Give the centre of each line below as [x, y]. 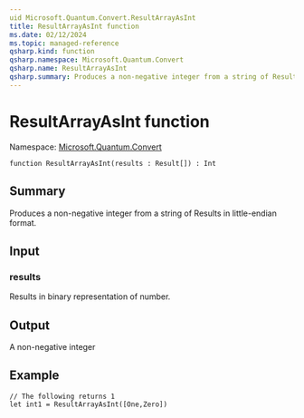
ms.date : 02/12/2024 [48, 34]
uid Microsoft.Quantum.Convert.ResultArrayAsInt [103, 18]
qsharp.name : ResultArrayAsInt [68, 69]
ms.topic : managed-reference [64, 43]
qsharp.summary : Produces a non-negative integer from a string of [139, 77]
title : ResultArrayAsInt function [75, 26]
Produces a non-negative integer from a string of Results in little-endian [143, 213]
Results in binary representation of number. [90, 296]
